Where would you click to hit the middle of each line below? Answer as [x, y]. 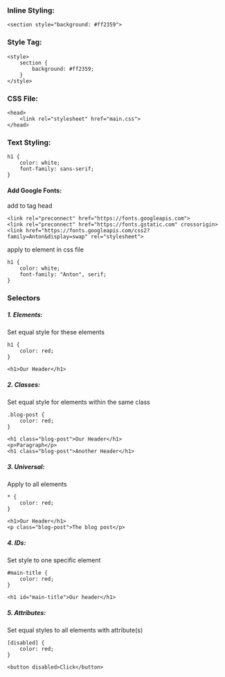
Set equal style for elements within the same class [79, 402]
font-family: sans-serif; [57, 169]
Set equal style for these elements [56, 332]
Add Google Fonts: [35, 190]
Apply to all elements [37, 484]
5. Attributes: [27, 612]
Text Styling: [29, 142]
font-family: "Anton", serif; [63, 275]
